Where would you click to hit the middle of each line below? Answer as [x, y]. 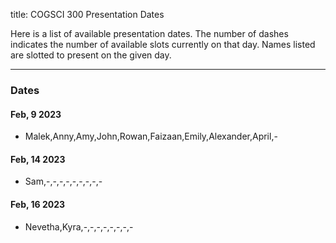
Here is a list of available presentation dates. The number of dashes [149, 33]
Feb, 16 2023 [38, 204]
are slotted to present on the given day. [91, 55]
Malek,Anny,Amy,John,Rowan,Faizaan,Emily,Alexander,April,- [151, 136]
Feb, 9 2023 [36, 114]
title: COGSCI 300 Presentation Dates [87, 14]
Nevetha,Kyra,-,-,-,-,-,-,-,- [79, 226]
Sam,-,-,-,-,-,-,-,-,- [63, 181]
